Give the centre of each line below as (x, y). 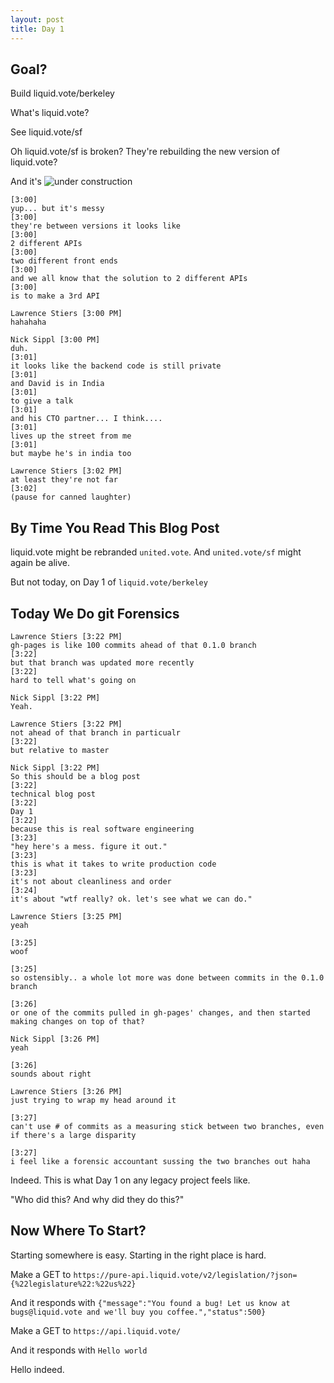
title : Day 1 (37, 29)
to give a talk (42, 401)
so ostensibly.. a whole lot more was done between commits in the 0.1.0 (167, 977)
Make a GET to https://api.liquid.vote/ (96, 1330)
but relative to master (60, 750)
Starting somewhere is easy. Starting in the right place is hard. (138, 1255)
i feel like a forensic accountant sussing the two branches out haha (160, 1161)
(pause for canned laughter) (71, 497)
